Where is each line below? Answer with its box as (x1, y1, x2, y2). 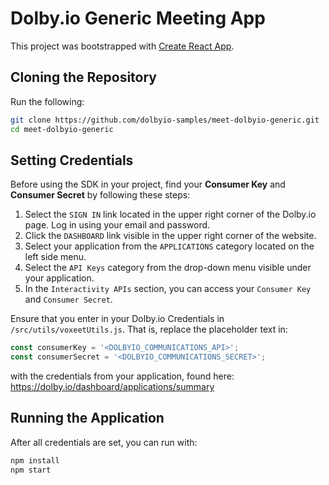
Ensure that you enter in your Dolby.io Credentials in (10, 313, 225, 325)
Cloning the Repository (10, 69, 157, 86)
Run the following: (10, 95, 85, 107)
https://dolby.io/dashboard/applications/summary (10, 381, 215, 393)
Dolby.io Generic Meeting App (10, 7, 266, 30)
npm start (10, 465, 52, 475)
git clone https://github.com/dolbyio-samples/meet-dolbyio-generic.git (10, 115, 320, 125)
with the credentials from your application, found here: (10, 370, 235, 382)
